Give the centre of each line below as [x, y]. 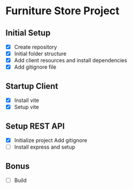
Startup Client [32, 86]
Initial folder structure [40, 54]
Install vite [27, 100]
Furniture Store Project [62, 11]
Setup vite [27, 107]
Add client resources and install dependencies [71, 60]
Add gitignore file [35, 67]
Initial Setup [28, 33]
